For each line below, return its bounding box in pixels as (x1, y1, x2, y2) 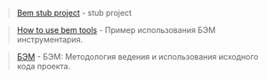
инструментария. (16, 35, 84, 44)
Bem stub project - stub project (16, 8, 133, 18)
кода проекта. (16, 61, 71, 71)
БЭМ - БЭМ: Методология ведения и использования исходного (16, 52, 259, 61)
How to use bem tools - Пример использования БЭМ (16, 25, 216, 35)
